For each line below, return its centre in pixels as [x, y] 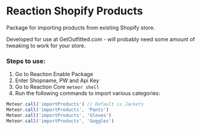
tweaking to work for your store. [46, 46]
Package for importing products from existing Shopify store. [81, 28]
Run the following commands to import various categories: [88, 93]
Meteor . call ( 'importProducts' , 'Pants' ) [58, 110]
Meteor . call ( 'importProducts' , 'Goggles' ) [60, 121]
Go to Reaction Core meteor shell [57, 87]
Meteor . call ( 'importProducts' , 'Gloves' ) [59, 115]
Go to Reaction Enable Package [54, 74]
